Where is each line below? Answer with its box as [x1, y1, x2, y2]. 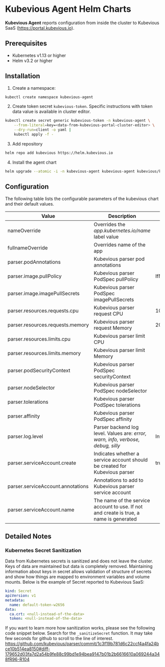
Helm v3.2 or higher [12, 58, 53, 64]
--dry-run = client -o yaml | [14, 127, 71, 133]
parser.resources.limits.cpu [7, 335, 71, 342]
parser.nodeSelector [7, 384, 55, 391]
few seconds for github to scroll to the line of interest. [5, 635, 114, 641]
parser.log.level [7, 433, 43, 440]
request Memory [93, 324, 133, 331]
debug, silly [93, 442, 120, 449]
